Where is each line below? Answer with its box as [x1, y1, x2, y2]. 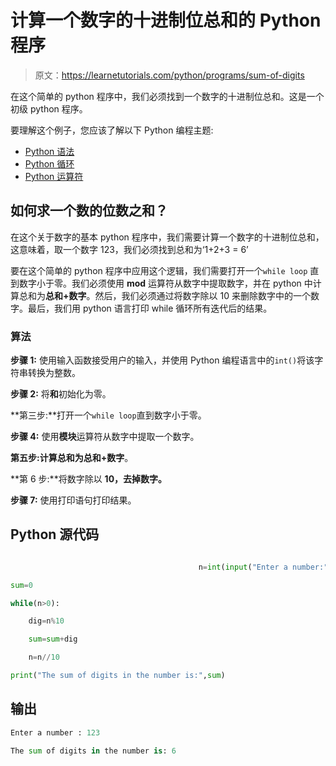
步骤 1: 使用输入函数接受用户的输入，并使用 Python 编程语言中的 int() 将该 [10, 354, 315, 366]
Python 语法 [24, 145, 75, 157]
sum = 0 [10, 580, 33, 590]
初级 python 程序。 [10, 102, 88, 115]
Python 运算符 [24, 170, 84, 182]
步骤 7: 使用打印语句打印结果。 [10, 494, 137, 506]
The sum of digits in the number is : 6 [10, 746, 177, 756]
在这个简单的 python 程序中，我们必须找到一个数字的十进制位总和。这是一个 [10, 90, 325, 102]
